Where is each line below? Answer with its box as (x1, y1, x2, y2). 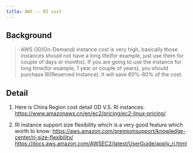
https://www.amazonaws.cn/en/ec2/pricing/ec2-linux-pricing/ (14, 110, 166, 117)
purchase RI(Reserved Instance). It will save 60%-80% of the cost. (20, 71, 183, 78)
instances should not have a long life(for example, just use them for (20, 52, 184, 59)
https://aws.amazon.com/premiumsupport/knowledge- (52, 128, 186, 135)
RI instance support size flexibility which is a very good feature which (14, 121, 184, 128)
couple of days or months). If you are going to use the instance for (20, 58, 182, 65)
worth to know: (14, 128, 52, 135)
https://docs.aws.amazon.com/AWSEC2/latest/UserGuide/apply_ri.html (14, 140, 187, 147)
